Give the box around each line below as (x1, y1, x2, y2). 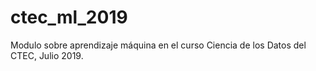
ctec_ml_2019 (10, 6, 128, 29)
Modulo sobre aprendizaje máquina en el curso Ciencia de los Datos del (10, 39, 307, 51)
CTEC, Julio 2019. (10, 49, 84, 61)
